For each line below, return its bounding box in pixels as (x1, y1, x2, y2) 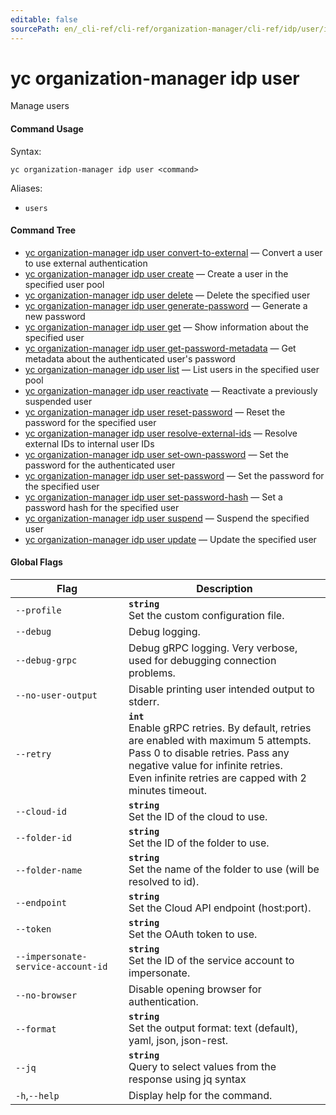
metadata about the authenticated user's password (24, 352, 236, 365)
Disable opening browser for (128, 982, 262, 996)
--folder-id (15, 832, 73, 844)
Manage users (10, 100, 70, 112)
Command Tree (10, 224, 77, 236)
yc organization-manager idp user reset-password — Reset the (24, 406, 286, 418)
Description (196, 582, 253, 596)
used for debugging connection (128, 654, 277, 668)
